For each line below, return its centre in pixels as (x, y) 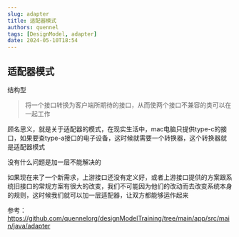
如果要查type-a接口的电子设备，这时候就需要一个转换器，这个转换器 (120, 138)
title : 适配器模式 (32, 21)
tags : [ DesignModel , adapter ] (52, 34)
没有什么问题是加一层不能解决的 (54, 162)
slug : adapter (29, 14)
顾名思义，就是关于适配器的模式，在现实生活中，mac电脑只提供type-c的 (114, 128)
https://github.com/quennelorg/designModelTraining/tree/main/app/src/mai (118, 218)
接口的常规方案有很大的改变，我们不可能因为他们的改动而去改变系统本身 (126, 186)
